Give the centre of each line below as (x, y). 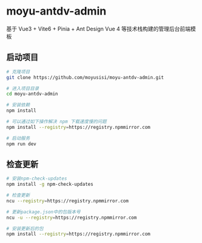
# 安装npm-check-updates (37, 179)
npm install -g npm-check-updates (50, 184)
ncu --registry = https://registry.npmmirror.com (68, 201)
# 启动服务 (18, 138)
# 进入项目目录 (23, 88)
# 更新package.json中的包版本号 (43, 212)
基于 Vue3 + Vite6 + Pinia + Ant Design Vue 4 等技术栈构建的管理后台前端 (99, 29)
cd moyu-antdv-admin (32, 94)
